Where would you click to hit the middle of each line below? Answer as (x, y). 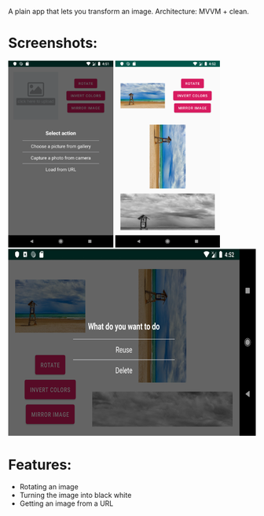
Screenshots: (53, 43)
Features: (40, 465)
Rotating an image (49, 486)
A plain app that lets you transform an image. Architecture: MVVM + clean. (129, 11)
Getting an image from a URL (66, 503)
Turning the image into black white (75, 495)
